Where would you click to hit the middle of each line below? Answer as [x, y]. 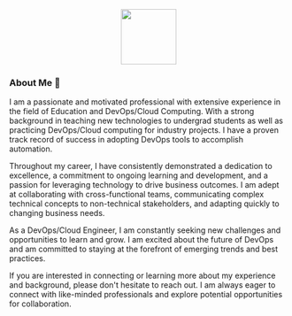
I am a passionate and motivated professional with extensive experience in [145, 102]
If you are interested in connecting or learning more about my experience [142, 276]
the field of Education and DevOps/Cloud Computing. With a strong [132, 112]
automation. [31, 149]
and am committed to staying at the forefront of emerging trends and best [144, 249]
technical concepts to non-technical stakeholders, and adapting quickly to [145, 204]
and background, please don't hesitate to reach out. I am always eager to [142, 285]
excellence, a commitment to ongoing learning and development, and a [138, 175]
